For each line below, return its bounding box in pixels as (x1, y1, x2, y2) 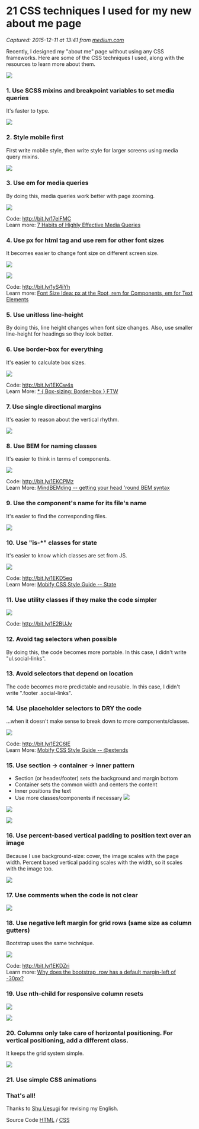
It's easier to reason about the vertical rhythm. (6, 416, 120, 423)
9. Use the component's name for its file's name (6, 499, 147, 508)
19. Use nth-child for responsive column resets (6, 990, 144, 998)
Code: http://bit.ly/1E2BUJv (6, 620, 72, 627)
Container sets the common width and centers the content (14, 781, 158, 788)
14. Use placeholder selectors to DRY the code (6, 704, 142, 712)
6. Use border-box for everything (6, 345, 104, 353)
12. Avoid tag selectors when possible (6, 635, 117, 643)
